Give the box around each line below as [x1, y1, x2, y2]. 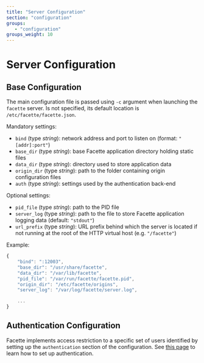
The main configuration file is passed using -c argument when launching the [6, 98, 198, 105]
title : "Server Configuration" [6, 9, 86, 15]
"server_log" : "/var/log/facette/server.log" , [17, 287, 138, 293]
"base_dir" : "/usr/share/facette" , [17, 264, 108, 270]
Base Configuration [6, 82, 82, 92]
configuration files [15, 174, 62, 181]
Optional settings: [6, 192, 51, 199]
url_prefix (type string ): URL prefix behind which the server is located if [15, 223, 198, 230]
